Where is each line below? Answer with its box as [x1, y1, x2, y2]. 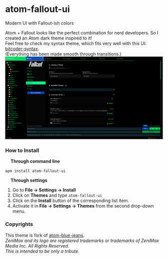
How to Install [5, 146, 39, 153]
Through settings [10, 177, 47, 183]
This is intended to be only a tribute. [5, 248, 80, 254]
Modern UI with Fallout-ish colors [5, 20, 74, 26]
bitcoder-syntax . [5, 45, 39, 51]
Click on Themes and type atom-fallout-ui [12, 192, 102, 198]
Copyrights [5, 221, 33, 228]
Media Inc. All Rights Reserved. [5, 242, 69, 248]
